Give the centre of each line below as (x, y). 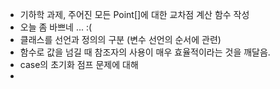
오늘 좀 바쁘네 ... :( (56, 27)
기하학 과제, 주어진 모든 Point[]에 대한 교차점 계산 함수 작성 (134, 14)
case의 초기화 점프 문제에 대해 (79, 64)
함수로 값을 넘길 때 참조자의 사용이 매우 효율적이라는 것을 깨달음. (145, 52)
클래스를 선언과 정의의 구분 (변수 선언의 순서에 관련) (120, 39)
